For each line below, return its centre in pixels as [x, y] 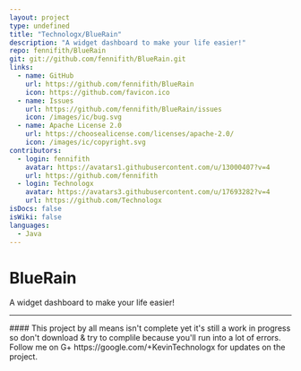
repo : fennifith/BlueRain [57, 51]
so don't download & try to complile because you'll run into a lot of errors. [145, 338]
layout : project [39, 17]
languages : [30, 225]
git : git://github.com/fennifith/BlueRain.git [98, 59]
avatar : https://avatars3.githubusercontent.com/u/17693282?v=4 [148, 192]
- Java [30, 233]
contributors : [36, 150]
